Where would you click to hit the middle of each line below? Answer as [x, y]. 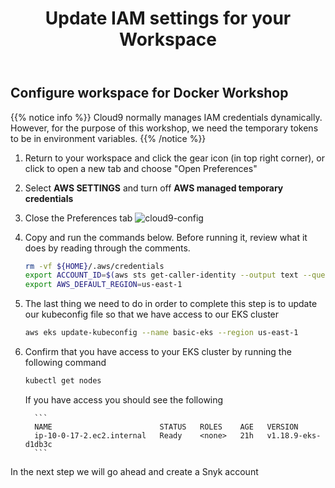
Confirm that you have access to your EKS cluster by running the [158, 352]
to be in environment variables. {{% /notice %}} [108, 138]
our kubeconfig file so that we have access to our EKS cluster [152, 314]
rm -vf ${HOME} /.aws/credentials [94, 266]
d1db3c [38, 444]
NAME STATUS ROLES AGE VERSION [166, 427]
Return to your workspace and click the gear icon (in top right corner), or [174, 158]
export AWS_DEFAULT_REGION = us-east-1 [103, 285]
